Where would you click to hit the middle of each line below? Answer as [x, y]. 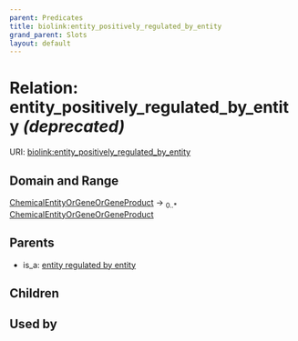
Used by [33, 324]
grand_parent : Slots [49, 35]
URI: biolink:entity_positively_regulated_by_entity [100, 152]
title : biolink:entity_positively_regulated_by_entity [116, 26]
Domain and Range [64, 181]
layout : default [40, 43]
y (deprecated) [67, 127]
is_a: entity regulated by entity [79, 265]
